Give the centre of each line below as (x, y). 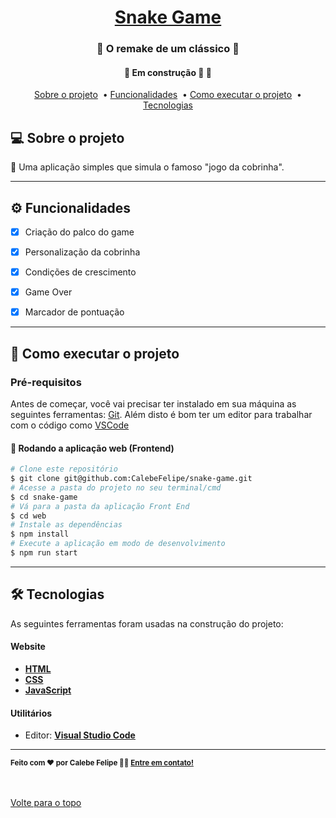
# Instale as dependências (66, 525)
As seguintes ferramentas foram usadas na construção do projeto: (147, 623)
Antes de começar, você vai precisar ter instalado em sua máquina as (153, 403)
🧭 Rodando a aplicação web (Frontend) (92, 448)
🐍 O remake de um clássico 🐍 (168, 49)
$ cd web (28, 516)
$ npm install (40, 534)
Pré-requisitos (46, 382)
